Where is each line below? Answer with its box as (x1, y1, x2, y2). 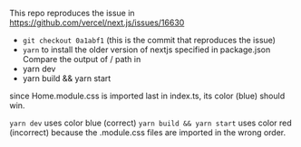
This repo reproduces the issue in (9, 8, 135, 18)
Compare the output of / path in (22, 54, 141, 64)
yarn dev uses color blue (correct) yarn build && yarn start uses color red (9, 117, 292, 128)
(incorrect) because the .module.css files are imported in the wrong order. (9, 127, 286, 138)
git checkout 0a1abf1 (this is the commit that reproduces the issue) (22, 35, 277, 45)
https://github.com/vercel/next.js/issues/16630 (9, 17, 185, 28)
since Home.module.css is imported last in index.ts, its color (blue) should (9, 90, 286, 101)
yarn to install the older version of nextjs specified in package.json (22, 44, 271, 55)
